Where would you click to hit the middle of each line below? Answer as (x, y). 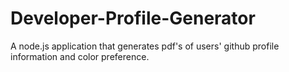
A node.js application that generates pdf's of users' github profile (145, 46)
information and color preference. (80, 56)
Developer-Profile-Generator (133, 18)
